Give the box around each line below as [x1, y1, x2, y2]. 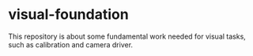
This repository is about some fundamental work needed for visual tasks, [8, 32, 247, 41]
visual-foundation [8, 6, 129, 24]
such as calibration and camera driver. [8, 39, 133, 49]
